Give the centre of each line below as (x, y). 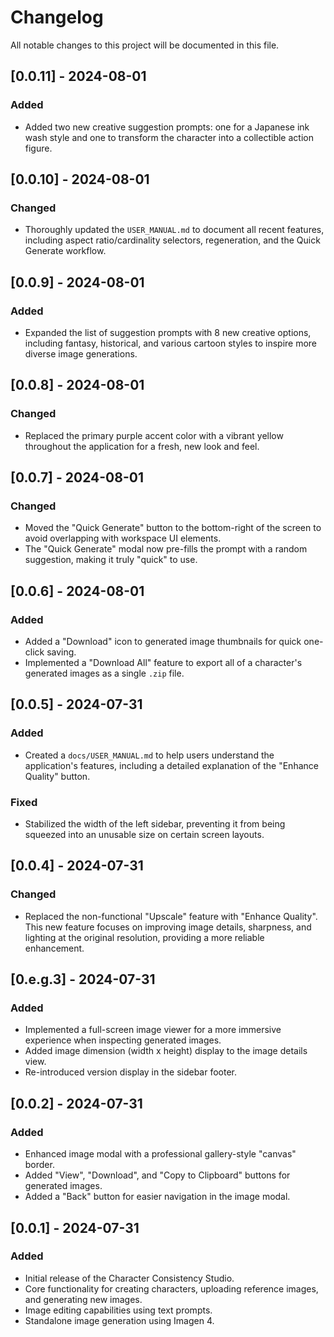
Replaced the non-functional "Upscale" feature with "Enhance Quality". (171, 916)
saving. (61, 652)
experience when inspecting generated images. (123, 1040)
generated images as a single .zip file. (104, 673)
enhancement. (54, 948)
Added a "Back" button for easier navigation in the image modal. (157, 1197)
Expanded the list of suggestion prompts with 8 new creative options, (168, 332)
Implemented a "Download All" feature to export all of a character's (163, 663)
